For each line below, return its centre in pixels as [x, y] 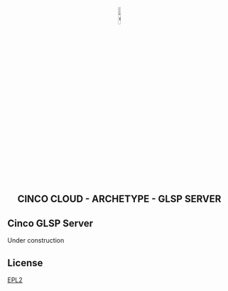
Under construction [36, 240]
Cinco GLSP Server [50, 223]
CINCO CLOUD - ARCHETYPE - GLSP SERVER [119, 199]
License [25, 263]
